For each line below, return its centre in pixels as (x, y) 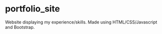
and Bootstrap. (20, 27)
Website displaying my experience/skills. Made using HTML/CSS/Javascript (81, 22)
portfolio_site (32, 9)
